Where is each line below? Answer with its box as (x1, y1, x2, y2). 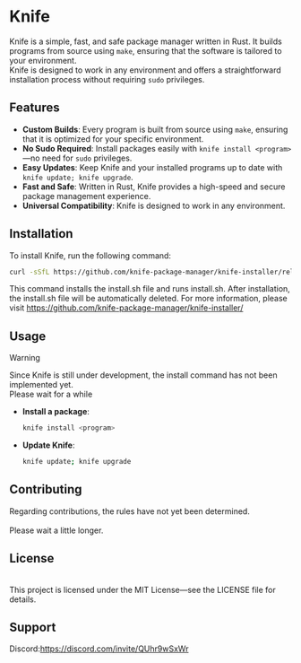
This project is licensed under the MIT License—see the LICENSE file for (9, 584, 276, 595)
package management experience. (21, 190, 151, 201)
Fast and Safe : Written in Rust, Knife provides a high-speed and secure (21, 181, 286, 192)
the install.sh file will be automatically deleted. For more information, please (9, 293, 288, 304)
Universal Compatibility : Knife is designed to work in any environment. (21, 200, 286, 211)
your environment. (9, 55, 77, 65)
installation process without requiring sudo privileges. (9, 74, 205, 84)
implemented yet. (9, 379, 73, 390)
